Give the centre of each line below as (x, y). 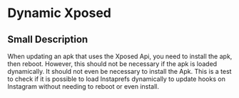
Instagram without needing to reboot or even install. (83, 86)
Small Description (48, 39)
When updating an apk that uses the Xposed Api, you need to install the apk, (120, 56)
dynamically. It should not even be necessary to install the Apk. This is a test (119, 71)
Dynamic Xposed (60, 13)
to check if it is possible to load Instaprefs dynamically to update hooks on (117, 79)
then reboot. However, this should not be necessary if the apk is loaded (112, 64)
